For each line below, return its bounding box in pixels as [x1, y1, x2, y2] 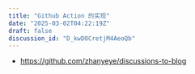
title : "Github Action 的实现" [8, 11, 111, 20]
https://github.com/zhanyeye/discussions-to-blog [19, 56, 187, 66]
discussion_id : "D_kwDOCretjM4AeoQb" [8, 34, 136, 43]
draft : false [8, 27, 53, 35]
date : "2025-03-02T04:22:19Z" [8, 19, 111, 27]
